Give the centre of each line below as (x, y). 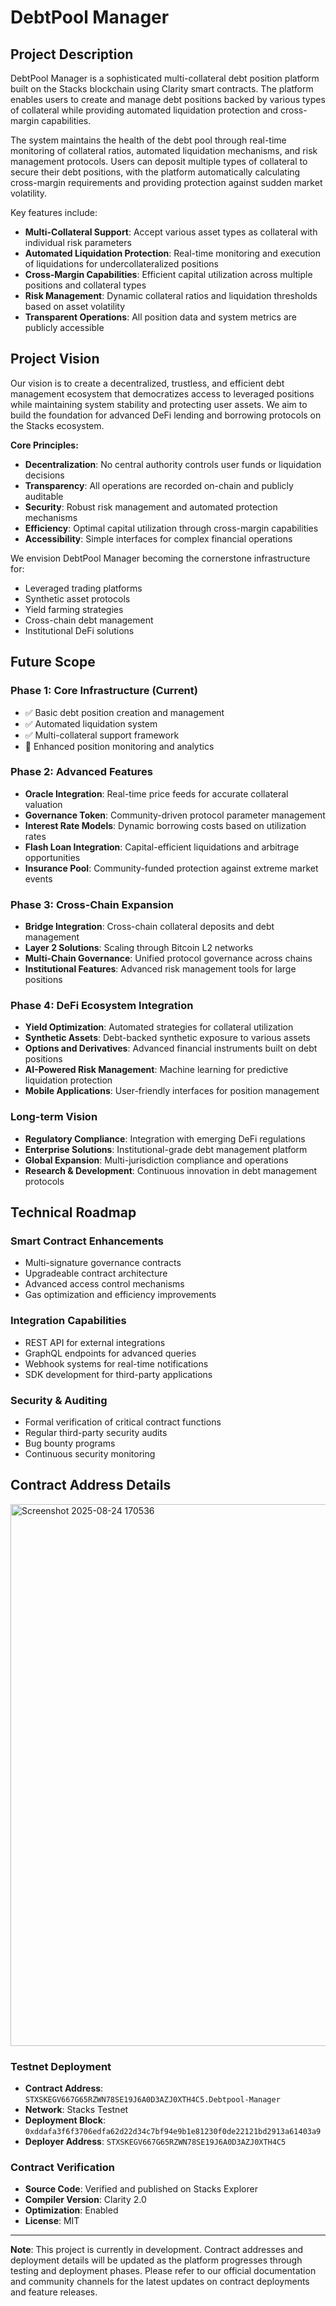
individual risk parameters (78, 242)
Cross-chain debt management (89, 620)
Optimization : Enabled (71, 2210)
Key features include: (54, 212)
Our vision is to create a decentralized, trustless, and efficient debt (147, 383)
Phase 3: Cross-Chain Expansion (92, 904)
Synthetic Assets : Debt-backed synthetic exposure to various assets (167, 1038)
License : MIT (52, 2221)
